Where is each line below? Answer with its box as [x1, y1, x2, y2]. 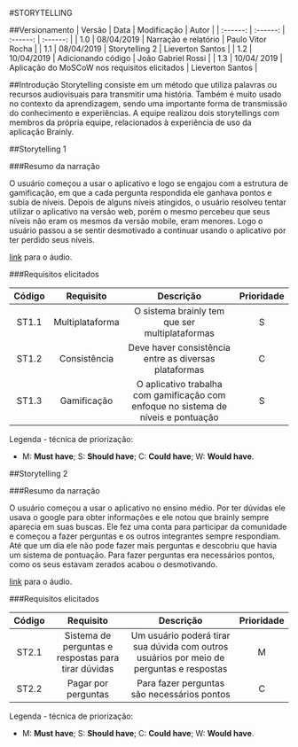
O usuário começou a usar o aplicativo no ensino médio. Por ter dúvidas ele [9, 502, 286, 513]
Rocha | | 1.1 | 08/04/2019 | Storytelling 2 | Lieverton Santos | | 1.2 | [9, 43, 253, 54]
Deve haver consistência [128, 341, 231, 354]
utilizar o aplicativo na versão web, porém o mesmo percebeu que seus [9, 206, 271, 216]
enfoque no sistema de [131, 401, 228, 412]
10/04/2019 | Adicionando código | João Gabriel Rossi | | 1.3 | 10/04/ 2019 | [9, 53, 284, 63]
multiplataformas [144, 327, 215, 339]
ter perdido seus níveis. [9, 235, 95, 245]
